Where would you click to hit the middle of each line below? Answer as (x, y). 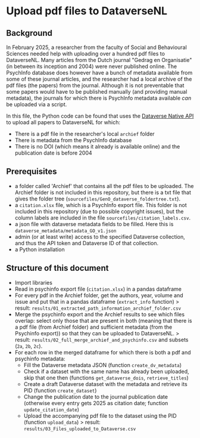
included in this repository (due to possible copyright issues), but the (99, 211)
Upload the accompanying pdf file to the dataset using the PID (100, 415)
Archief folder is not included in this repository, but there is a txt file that (103, 192)
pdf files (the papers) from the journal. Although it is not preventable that (95, 85)
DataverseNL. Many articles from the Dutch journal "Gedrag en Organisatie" (99, 60)
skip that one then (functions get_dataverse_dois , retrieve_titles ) (106, 378)
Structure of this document (57, 268)
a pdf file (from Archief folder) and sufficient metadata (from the (93, 327)
